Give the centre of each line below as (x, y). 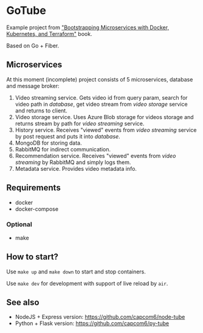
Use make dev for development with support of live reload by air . (87, 283)
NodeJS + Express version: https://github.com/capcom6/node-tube (100, 317)
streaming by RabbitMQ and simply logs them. (73, 162)
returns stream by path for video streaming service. (80, 123)
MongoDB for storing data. (48, 143)
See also (23, 302)
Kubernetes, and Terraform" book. (49, 33)
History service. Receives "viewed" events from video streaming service (106, 130)
